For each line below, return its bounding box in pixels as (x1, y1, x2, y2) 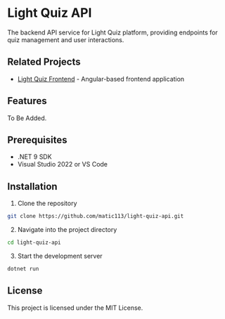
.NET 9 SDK (17, 152, 52, 161)
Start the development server (17, 252, 103, 260)
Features (7, 95, 47, 107)
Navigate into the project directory (17, 226, 117, 234)
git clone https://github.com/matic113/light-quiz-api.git (7, 213, 184, 220)
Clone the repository (17, 199, 77, 208)
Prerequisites (7, 134, 67, 145)
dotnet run (7, 265, 39, 272)
